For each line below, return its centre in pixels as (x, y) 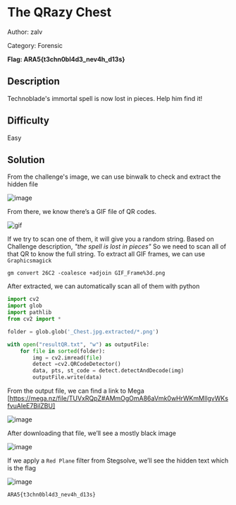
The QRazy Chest (59, 12)
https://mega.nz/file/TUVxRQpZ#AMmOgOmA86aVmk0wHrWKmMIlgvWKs (119, 398)
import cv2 (23, 299)
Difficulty (28, 121)
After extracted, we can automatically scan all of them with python (104, 286)
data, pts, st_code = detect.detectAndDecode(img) (108, 371)
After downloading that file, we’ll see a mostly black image (92, 433)
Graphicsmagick (30, 261)
